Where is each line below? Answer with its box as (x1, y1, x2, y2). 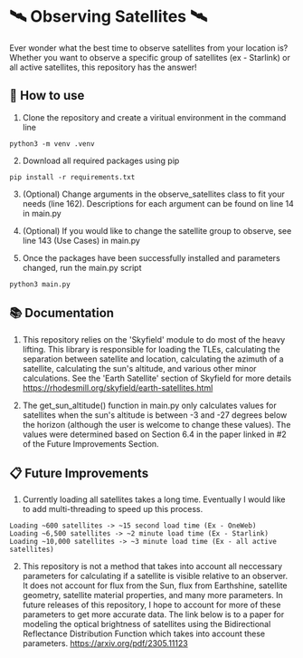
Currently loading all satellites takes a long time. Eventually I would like (22, 494, 286, 505)
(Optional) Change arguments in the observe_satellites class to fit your (22, 189, 285, 199)
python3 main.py (9, 279, 71, 289)
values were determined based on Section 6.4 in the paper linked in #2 (22, 429, 287, 440)
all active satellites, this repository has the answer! (9, 62, 197, 73)
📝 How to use (9, 88, 85, 103)
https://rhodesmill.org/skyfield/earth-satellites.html (22, 382, 213, 393)
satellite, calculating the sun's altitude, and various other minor (22, 363, 257, 373)
